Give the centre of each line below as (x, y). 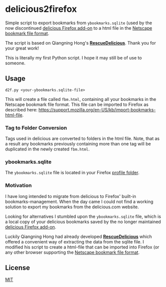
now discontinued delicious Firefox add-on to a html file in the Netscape (79, 28)
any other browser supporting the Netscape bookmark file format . (72, 252)
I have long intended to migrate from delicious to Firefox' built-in (71, 196)
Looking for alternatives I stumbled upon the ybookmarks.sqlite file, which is (83, 216)
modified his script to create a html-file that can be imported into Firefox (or (82, 247)
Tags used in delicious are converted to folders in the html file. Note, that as (83, 139)
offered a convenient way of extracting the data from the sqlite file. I (75, 241)
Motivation (19, 186)
